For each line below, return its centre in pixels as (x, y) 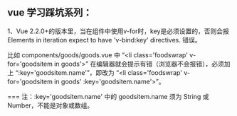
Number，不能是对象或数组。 (51, 105)
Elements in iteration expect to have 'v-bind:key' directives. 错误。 (104, 40)
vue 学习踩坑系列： (50, 13)
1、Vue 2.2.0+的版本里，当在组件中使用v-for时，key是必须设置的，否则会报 (118, 31)
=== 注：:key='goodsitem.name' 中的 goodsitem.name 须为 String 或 (108, 96)
